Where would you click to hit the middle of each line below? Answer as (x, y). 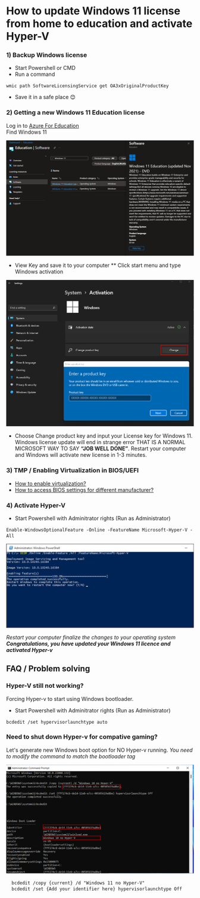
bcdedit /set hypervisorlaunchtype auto (57, 722)
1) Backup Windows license (47, 55)
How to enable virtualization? (50, 483)
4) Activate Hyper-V (36, 505)
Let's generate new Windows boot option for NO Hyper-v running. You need (99, 750)
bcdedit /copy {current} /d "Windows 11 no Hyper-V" (78, 883)
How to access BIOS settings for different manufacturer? (84, 490)
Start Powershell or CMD (45, 68)
